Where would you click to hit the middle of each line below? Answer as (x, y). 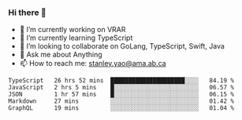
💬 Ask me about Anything (61, 55)
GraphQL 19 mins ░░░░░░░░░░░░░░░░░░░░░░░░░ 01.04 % (121, 108)
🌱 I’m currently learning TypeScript (76, 38)
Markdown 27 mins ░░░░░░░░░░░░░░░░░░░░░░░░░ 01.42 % (121, 101)
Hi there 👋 (28, 13)
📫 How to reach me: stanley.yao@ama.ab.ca (93, 64)
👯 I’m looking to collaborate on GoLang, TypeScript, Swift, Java (122, 46)
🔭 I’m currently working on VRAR (73, 30)
